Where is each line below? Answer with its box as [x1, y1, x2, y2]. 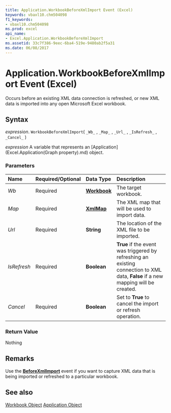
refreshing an [116, 253, 149, 261]
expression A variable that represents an [5, 144, 90, 150]
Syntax [5, 115, 28, 124]
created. [116, 285, 136, 292]
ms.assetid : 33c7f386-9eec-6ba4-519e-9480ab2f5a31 [5, 41, 115, 46]
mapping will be [116, 279, 154, 286]
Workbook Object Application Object [5, 401, 82, 408]
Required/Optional [35, 175, 81, 183]
